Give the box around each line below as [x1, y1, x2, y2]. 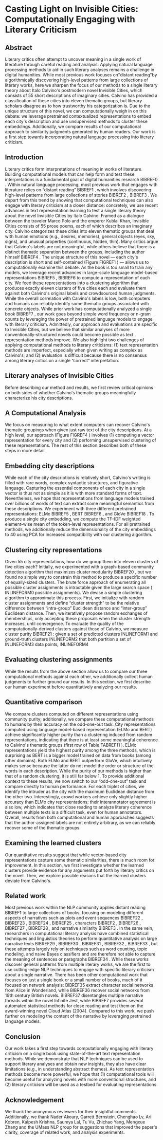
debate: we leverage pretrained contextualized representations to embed [5, 113, 152, 119]
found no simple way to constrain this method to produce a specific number [5, 574, 157, 580]
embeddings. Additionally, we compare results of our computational [5, 124, 141, 129]
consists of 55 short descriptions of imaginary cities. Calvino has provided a [5, 92, 158, 98]
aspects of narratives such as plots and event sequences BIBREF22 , [5, 915, 143, 921]
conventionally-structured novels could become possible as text [5, 331, 134, 337]
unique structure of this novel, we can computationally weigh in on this [5, 108, 147, 114]
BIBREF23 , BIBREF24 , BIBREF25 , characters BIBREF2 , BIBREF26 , [5, 920, 141, 926]
